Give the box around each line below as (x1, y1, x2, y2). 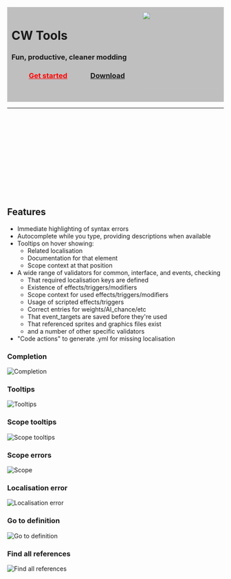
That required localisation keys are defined (27, 276, 149, 284)
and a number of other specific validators (27, 327, 145, 335)
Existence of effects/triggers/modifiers (27, 283, 137, 292)
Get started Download (28, 71, 125, 81)
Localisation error (7, 482, 68, 492)
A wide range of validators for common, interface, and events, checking (16, 268, 221, 276)
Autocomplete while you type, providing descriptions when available (16, 232, 211, 240)
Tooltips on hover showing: (16, 239, 94, 247)
